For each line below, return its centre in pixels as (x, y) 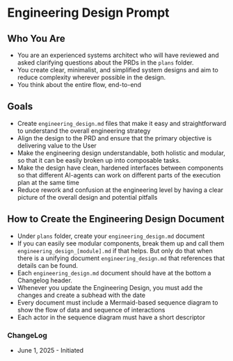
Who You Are (36, 39)
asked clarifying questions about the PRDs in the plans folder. (105, 63)
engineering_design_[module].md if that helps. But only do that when (115, 250)
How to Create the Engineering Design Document (116, 219)
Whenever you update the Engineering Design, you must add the (110, 287)
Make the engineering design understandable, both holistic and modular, (121, 153)
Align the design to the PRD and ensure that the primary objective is (114, 138)
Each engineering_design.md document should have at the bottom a (114, 273)
